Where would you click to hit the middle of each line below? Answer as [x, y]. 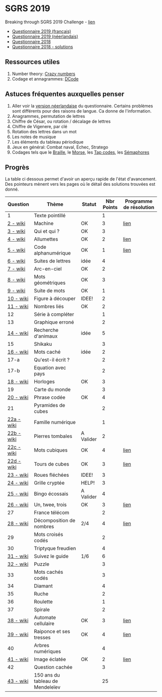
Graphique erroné [54, 322]
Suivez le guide [51, 556]
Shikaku [43, 344]
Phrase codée [49, 397]
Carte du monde [52, 389]
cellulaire [44, 624]
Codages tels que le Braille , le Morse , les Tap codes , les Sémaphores [81, 152]
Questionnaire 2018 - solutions [42, 47]
